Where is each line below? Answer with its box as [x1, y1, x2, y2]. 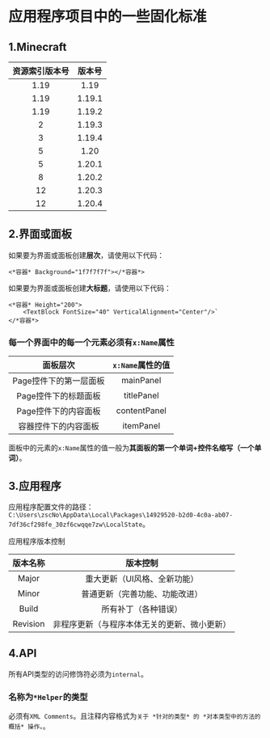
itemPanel [122, 420, 160, 432]
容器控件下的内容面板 [18, 421, 99, 432]
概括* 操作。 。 [8, 721, 50, 732]
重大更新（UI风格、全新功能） [84, 573, 200, 584]
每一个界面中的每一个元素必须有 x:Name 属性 [8, 336, 175, 348]
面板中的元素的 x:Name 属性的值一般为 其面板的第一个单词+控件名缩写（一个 [8, 443, 255, 453]
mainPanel [120, 375, 162, 386]
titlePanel [124, 390, 159, 401]
